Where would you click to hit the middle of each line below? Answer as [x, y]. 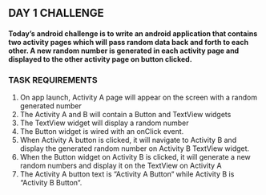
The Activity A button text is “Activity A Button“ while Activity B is [127, 174]
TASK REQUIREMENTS [53, 79]
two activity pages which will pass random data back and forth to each [129, 42]
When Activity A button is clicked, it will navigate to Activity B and [128, 140]
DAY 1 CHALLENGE [56, 13]
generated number [51, 106]
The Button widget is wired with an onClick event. [102, 132]
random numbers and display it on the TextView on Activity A [121, 166]
